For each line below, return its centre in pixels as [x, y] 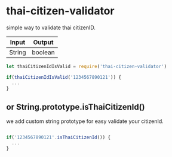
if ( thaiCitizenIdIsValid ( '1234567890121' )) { [64, 77]
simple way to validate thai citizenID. [51, 27]
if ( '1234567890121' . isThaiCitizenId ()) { [59, 138]
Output [43, 42]
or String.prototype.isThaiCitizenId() [76, 107]
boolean [43, 52]
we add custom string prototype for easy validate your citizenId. [85, 121]
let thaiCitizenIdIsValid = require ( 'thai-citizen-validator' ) [87, 66]
